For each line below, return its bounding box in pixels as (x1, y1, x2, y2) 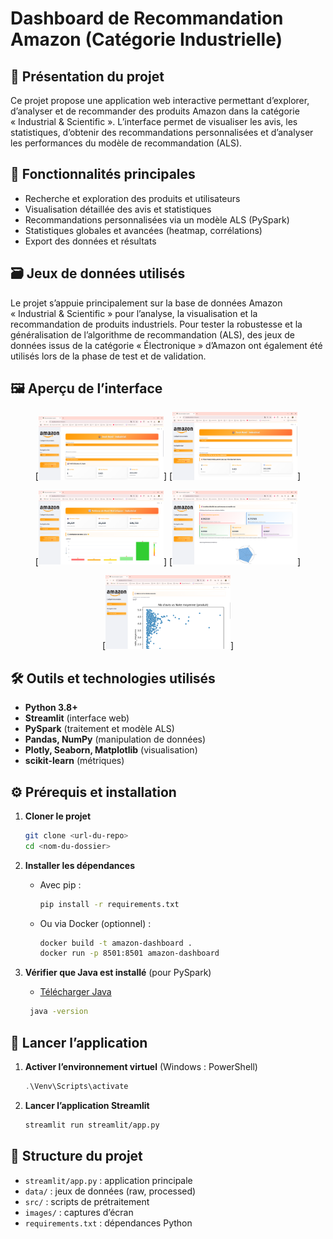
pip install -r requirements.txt (39, 899, 180, 909)
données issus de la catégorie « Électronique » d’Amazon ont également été (10, 339, 323, 351)
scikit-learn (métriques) (24, 755, 125, 767)
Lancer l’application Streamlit (24, 1099, 150, 1111)
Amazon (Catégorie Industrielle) (10, 28, 283, 51)
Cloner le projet (24, 810, 92, 822)
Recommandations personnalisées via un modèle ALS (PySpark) (24, 213, 290, 226)
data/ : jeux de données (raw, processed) (24, 1185, 197, 1197)
